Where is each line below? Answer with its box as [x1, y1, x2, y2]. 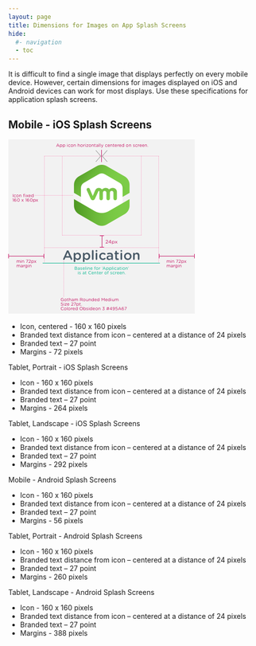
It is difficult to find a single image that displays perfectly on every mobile [8, 69, 249, 79]
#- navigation [15, 38, 62, 46]
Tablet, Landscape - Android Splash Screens [8, 587, 155, 597]
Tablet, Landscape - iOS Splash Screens [8, 418, 141, 428]
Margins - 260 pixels [19, 572, 88, 581]
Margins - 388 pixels [19, 628, 88, 637]
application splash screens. [8, 95, 98, 104]
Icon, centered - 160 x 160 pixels [19, 321, 127, 331]
